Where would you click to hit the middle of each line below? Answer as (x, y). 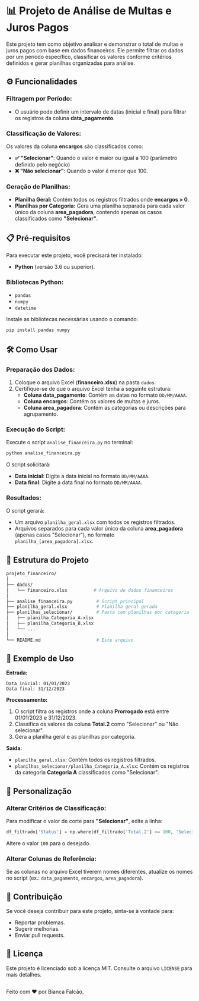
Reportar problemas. (40, 922)
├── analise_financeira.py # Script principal (75, 601)
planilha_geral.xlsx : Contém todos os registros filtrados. (85, 760)
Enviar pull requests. (40, 935)
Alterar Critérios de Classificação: (56, 808)
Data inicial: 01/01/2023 (38, 684)
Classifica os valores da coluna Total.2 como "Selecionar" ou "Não (97, 724)
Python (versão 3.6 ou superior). (55, 267)
